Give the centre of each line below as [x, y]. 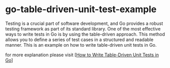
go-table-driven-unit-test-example [81, 9]
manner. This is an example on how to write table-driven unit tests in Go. [81, 45]
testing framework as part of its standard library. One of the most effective [83, 28]
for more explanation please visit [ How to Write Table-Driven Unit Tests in [82, 55]
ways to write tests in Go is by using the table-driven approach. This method [85, 34]
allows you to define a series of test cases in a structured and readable [79, 40]
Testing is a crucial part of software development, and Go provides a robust [84, 23]
